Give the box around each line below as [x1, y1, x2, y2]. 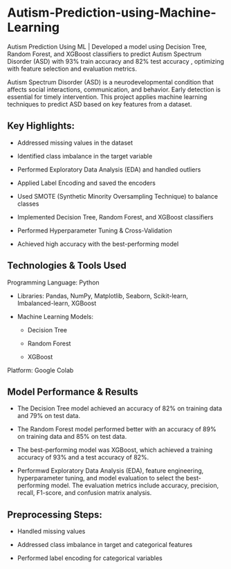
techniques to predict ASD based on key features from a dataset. [7, 100, 192, 108]
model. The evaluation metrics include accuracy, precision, [50, 481, 219, 489]
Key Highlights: [7, 120, 75, 132]
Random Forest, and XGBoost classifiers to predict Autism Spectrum [7, 50, 202, 58]
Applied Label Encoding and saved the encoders [17, 179, 156, 187]
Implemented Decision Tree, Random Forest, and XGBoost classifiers [17, 213, 214, 221]
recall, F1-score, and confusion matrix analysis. [17, 489, 152, 497]
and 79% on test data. [17, 412, 81, 420]
